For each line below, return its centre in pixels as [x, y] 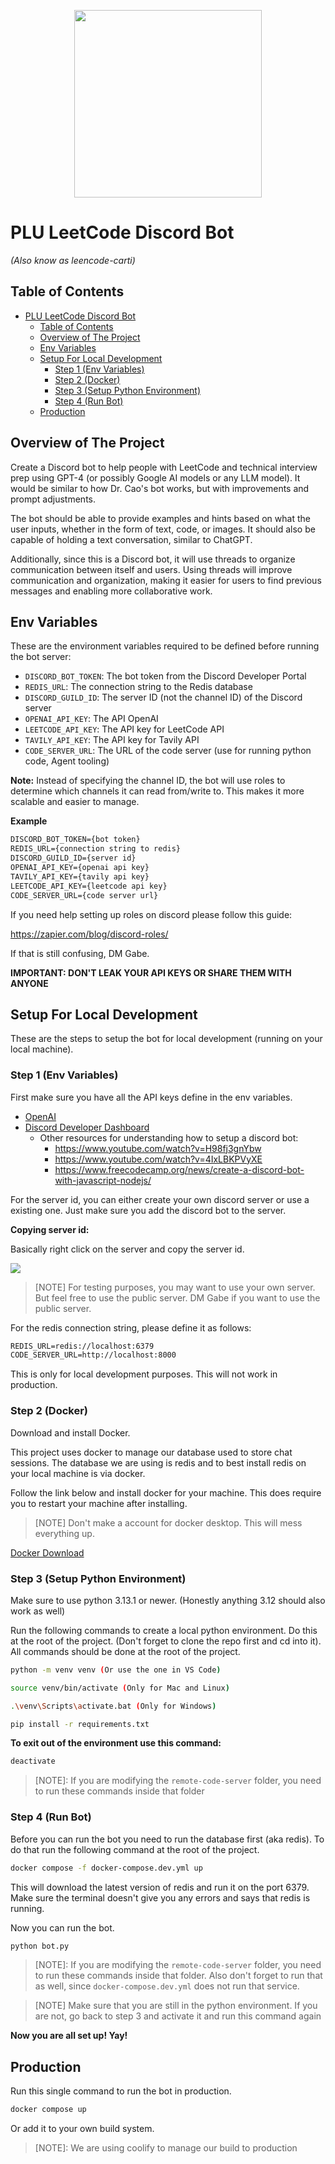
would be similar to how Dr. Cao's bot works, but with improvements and [160, 488]
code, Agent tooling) [67, 761]
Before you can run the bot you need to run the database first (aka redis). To [167, 1839]
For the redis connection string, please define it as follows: [131, 1327]
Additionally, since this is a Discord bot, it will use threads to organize [153, 559]
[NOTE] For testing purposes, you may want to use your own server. [175, 1287]
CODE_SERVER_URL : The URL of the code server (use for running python [168, 751]
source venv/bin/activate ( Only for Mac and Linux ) [120, 1688]
